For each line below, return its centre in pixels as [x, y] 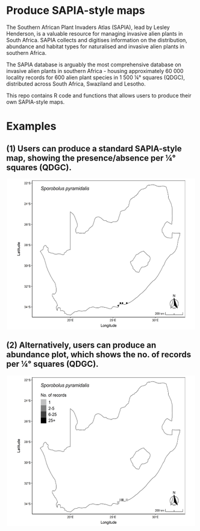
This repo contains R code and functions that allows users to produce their [99, 95]
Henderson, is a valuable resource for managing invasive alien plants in [95, 33]
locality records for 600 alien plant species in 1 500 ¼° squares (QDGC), [96, 77]
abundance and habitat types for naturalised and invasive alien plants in [95, 46]
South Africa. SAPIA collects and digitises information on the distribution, [97, 40]
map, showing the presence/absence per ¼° [91, 158]
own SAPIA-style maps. [36, 102]
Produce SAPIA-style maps [76, 11]
